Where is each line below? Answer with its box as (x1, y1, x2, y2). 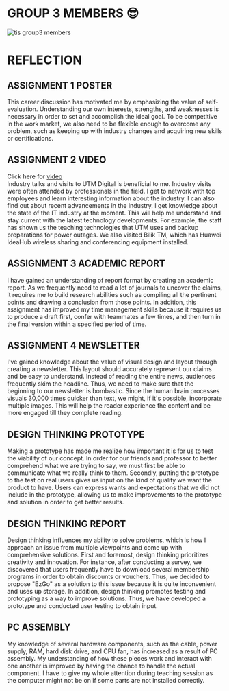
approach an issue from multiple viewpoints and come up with (7, 543, 183, 551)
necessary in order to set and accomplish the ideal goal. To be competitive (7, 112, 217, 120)
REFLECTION (7, 52, 82, 68)
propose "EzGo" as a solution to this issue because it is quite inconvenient (7, 580, 217, 588)
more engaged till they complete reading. (7, 409, 123, 417)
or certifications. (7, 134, 53, 142)
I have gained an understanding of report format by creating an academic (7, 276, 214, 284)
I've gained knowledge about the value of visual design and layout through (7, 358, 217, 366)
